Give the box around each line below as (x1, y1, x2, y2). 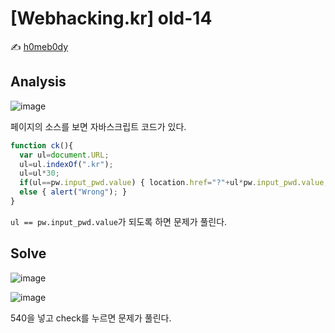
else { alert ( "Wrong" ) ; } (19, 187, 128, 197)
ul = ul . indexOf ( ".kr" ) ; (19, 159, 114, 169)
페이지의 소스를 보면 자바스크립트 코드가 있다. (10, 120, 187, 132)
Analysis (10, 73, 67, 91)
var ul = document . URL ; (19, 150, 110, 160)
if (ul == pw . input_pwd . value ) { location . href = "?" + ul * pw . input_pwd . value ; (19, 178, 329, 188)
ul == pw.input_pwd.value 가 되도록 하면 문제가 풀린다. (10, 215, 228, 227)
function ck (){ (10, 140, 74, 151)
